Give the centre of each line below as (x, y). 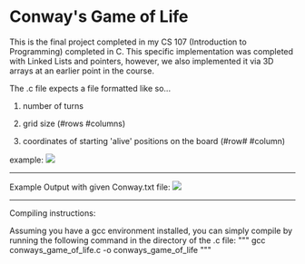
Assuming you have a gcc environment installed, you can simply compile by (151, 230)
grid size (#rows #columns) (74, 123)
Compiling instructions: (53, 213)
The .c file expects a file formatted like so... (90, 88)
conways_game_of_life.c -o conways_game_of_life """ (110, 249)
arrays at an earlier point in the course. (82, 71)
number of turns (53, 105)
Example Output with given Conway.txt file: (90, 187)
